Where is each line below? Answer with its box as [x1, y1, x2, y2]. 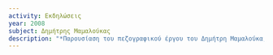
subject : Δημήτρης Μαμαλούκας [8, 27, 111, 35]
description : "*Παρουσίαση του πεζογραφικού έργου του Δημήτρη [8, 34, 227, 43]
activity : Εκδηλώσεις [8, 11, 82, 20]
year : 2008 [8, 19, 45, 27]
